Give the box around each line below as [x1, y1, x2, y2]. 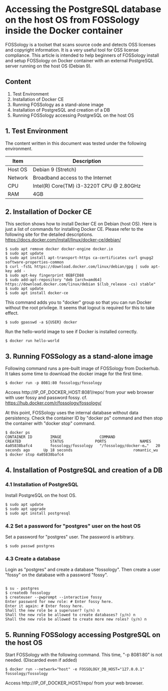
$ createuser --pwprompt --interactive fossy [5, 595, 102, 600]
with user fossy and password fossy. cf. [5, 395, 88, 401]
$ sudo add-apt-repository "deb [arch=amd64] [5, 278, 102, 283]
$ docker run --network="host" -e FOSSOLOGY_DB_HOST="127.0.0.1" [5, 667, 144, 672]
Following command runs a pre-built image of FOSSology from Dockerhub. [5, 366, 160, 372]
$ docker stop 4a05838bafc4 [5, 452, 64, 457]
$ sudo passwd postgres [5, 544, 55, 549]
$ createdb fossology [5, 590, 51, 595]
